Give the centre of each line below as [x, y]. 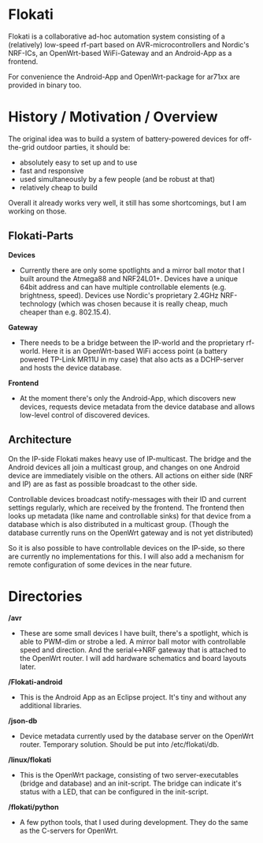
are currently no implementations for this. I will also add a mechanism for [126, 556]
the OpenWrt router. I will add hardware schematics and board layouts [133, 659]
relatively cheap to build [59, 188]
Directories [45, 596]
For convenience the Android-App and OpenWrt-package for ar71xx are [124, 76]
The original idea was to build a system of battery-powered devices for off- [130, 139]
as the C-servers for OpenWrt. [69, 831]
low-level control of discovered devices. [85, 414]
